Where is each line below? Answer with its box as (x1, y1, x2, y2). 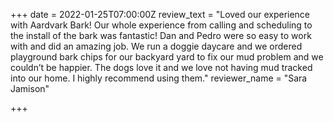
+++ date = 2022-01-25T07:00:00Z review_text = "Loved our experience (10, 9, 311, 20)
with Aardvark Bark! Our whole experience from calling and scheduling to (10, 19, 313, 31)
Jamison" (10, 83, 50, 94)
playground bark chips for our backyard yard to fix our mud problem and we (10, 51, 324, 63)
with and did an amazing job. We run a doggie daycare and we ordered (10, 40, 303, 52)
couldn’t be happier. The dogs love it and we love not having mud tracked (10, 62, 313, 73)
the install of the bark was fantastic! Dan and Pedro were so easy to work (10, 30, 312, 41)
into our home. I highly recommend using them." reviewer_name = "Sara (10, 72, 308, 84)
